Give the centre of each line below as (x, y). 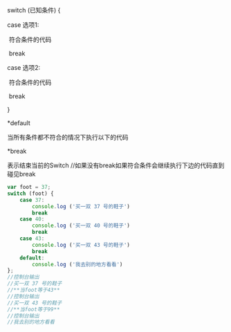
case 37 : (32, 200)
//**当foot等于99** (34, 309)
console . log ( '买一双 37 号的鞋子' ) (81, 206)
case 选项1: (23, 25)
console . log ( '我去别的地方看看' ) (77, 264)
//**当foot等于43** (34, 290)
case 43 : (32, 239)
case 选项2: (24, 67)
